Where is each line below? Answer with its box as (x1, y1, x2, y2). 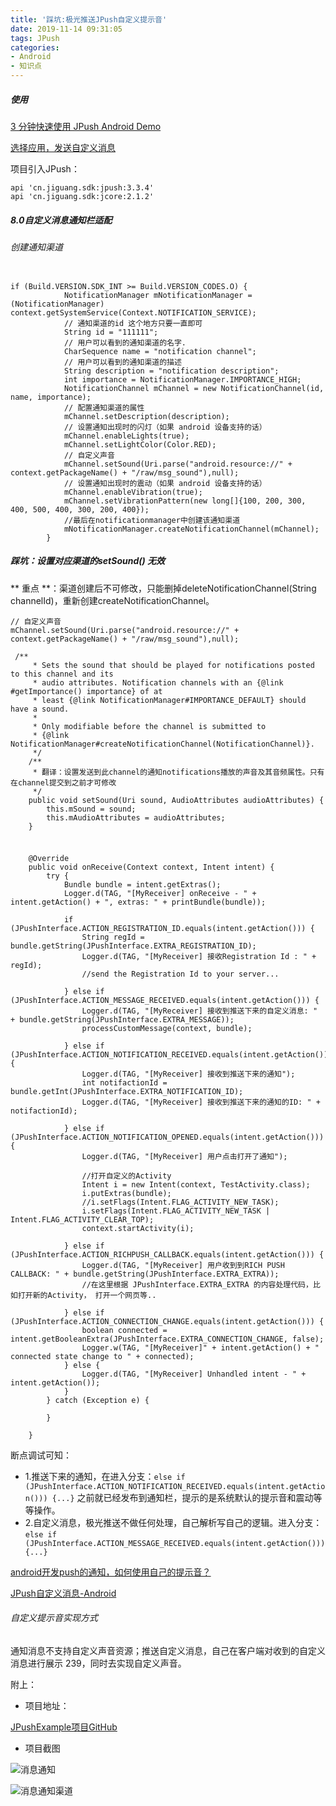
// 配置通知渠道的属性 (63, 402, 145, 413)
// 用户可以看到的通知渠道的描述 (63, 357, 182, 367)
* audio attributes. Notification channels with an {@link (32, 677, 284, 688)
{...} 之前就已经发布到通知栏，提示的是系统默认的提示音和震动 (51, 1491, 314, 1503)
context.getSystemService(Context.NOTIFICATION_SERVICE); (10, 307, 257, 318)
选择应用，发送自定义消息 (10, 141, 116, 153)
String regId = (81, 932, 145, 942)
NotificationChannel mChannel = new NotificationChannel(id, (63, 383, 325, 393)
